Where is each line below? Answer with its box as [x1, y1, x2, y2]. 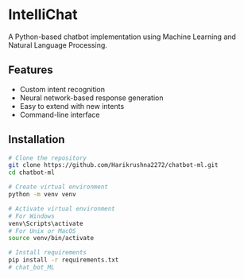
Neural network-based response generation [19, 93, 164, 103]
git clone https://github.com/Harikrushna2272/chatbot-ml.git [8, 161, 219, 169]
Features [8, 64, 53, 77]
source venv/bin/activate [8, 234, 94, 242]
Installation [8, 133, 65, 146]
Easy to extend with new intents [19, 101, 125, 110]
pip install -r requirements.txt [8, 256, 119, 264]
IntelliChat [8, 6, 78, 24]
